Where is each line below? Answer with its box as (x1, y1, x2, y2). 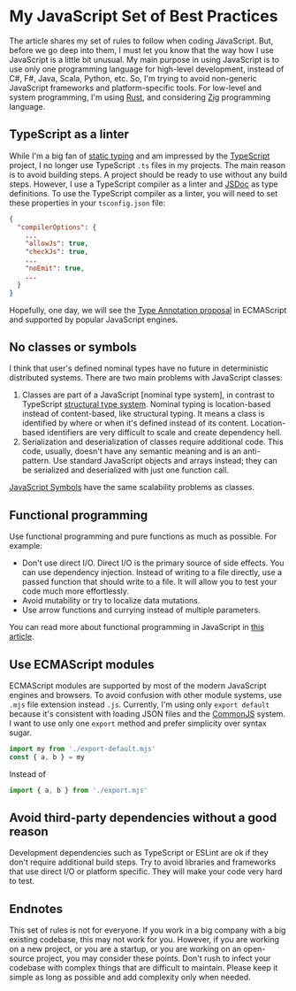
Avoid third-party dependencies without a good (9, 810, 277, 825)
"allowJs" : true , (25, 239, 89, 249)
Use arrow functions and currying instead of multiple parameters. (21, 604, 261, 616)
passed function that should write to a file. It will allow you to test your (21, 577, 277, 588)
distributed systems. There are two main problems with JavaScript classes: (9, 373, 283, 383)
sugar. (9, 727, 33, 738)
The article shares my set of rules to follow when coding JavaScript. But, (9, 35, 274, 46)
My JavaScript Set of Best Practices (9, 6, 278, 27)
